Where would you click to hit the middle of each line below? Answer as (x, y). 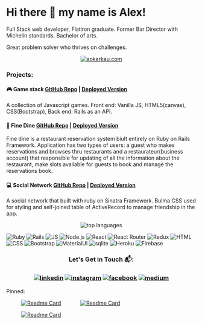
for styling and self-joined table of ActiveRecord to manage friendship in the (101, 207)
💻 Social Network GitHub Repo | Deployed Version (71, 185)
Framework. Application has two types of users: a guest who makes (90, 145)
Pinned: (16, 291)
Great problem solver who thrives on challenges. (67, 47)
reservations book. (30, 171)
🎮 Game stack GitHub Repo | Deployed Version (67, 89)
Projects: (20, 74)
